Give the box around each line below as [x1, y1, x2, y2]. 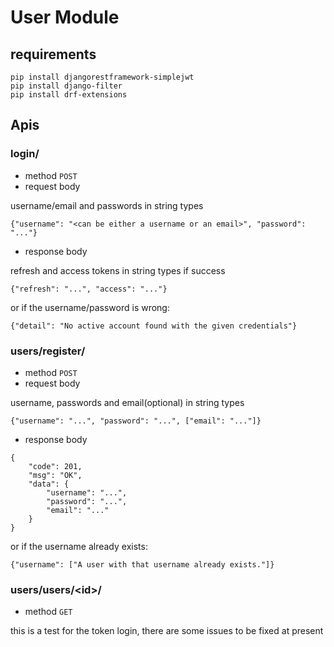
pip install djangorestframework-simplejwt [10, 72, 195, 82]
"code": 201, [28, 461, 83, 471]
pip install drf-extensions [10, 90, 128, 100]
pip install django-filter [10, 81, 123, 91]
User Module [10, 6, 120, 29]
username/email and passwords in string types [10, 199, 204, 211]
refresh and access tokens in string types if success [10, 264, 226, 276]
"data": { [28, 479, 70, 489]
